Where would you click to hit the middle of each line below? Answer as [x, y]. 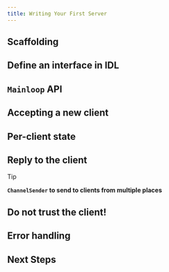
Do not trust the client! [57, 212]
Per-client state [42, 136]
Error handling [39, 236]
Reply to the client [47, 160]
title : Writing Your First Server [57, 14]
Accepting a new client [58, 113]
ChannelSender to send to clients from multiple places [84, 190]
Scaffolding [33, 42]
